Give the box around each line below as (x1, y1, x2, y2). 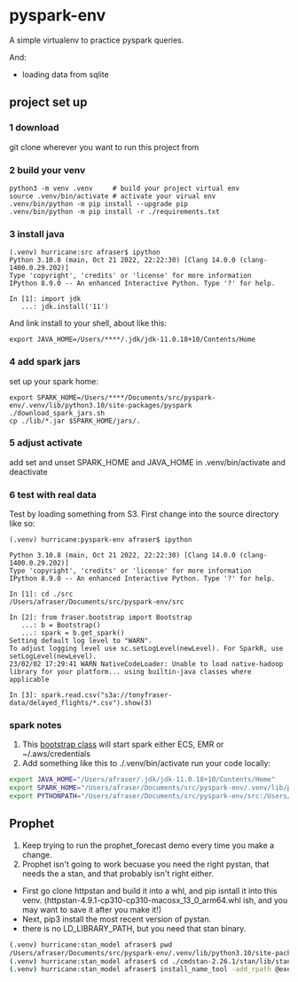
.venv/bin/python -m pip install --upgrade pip (9, 199, 189, 209)
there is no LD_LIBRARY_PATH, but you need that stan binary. (21, 923, 247, 933)
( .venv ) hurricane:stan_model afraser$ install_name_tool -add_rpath (9, 965, 272, 974)
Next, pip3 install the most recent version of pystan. (21, 914, 212, 924)
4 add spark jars (9, 356, 82, 368)
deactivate (9, 466, 48, 477)
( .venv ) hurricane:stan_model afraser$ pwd (9, 940, 173, 949)
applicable (9, 676, 50, 685)
